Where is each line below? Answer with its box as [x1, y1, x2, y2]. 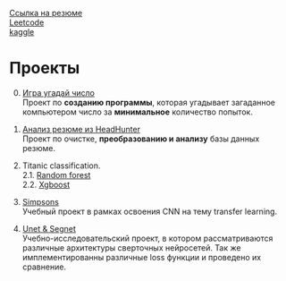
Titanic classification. [21, 160, 101, 171]
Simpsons [21, 196, 60, 207]
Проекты [9, 58, 80, 79]
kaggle [9, 27, 35, 37]
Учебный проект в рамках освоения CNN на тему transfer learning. [21, 206, 278, 217]
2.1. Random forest [21, 169, 91, 180]
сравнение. [21, 261, 67, 272]
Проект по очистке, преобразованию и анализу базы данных [21, 133, 260, 144]
